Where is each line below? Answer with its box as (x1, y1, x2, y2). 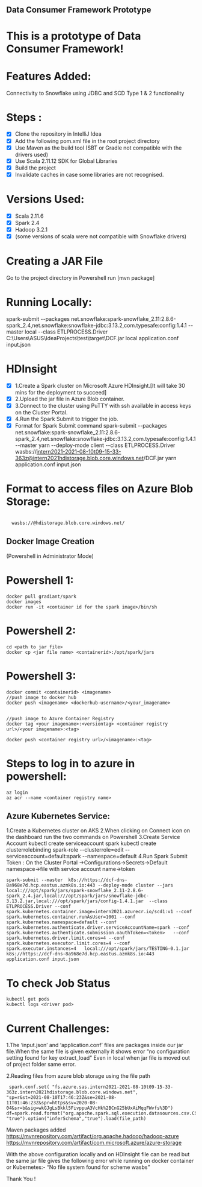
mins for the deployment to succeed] (14, 388, 107, 396)
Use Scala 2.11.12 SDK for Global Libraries (14, 157, 118, 165)
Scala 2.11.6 (14, 212, 44, 220)
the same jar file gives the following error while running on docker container (6, 1157, 194, 1165)
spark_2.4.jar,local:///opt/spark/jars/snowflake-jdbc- (6, 893, 149, 899)
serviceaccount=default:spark (6, 853, 81, 860)
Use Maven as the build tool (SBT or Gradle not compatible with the (14, 144, 182, 151)
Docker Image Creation (6, 536, 94, 546)
